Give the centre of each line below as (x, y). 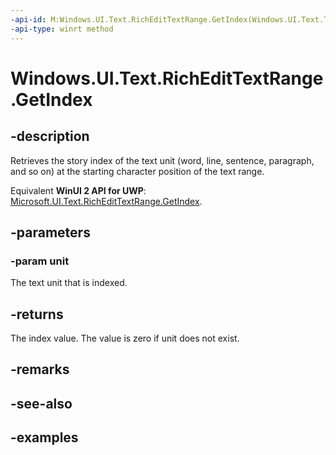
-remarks (40, 369)
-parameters (50, 232)
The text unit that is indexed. (69, 283)
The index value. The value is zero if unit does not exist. (125, 338)
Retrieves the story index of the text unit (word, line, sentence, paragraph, (162, 160)
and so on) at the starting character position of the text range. (137, 171)
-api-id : (28, 19)
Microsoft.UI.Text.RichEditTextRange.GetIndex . (106, 201)
